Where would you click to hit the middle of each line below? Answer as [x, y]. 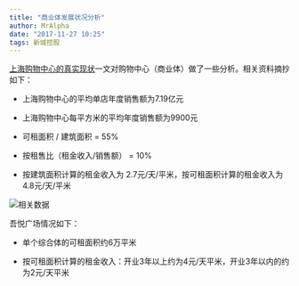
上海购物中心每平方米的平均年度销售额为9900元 [110, 118]
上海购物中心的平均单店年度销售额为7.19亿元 [103, 99]
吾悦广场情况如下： [44, 224]
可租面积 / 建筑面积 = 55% [70, 137]
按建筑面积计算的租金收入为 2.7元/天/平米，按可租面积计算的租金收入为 [153, 175]
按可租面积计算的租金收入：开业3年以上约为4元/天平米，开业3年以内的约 [156, 261]
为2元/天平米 [45, 273]
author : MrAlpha [39, 26]
